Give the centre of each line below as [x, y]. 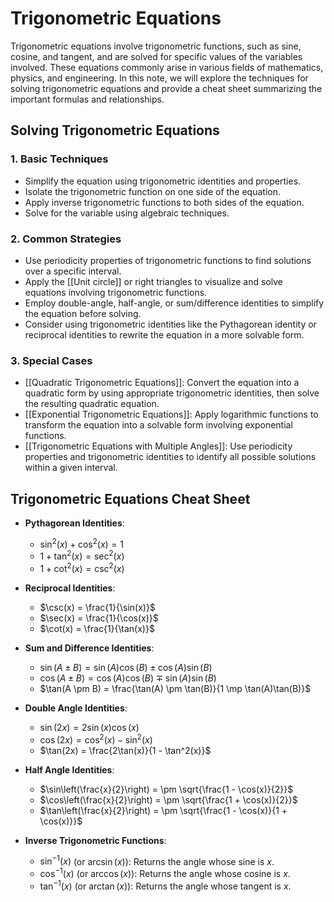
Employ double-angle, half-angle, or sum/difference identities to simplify [174, 303]
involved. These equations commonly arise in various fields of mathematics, [167, 67]
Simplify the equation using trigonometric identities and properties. [163, 181]
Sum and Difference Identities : [89, 648]
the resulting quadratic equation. [92, 404]
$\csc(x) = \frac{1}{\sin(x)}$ [97, 607]
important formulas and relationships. [87, 99]
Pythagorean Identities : [74, 523]
